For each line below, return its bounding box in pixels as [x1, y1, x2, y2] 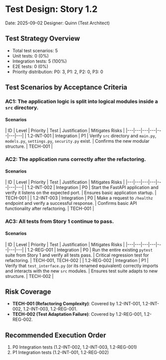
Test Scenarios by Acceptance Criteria [5, 83, 128, 91]
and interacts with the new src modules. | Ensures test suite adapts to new [5, 268, 158, 274]
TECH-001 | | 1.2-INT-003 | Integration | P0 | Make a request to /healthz [5, 195, 153, 201]
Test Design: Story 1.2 [5, 3, 98, 15]
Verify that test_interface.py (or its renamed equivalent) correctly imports [5, 263, 159, 269]
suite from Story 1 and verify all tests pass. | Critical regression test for [5, 252, 149, 258]
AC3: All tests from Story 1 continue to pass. [5, 218, 114, 225]
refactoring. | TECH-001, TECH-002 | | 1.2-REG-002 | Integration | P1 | [5, 257, 149, 263]
